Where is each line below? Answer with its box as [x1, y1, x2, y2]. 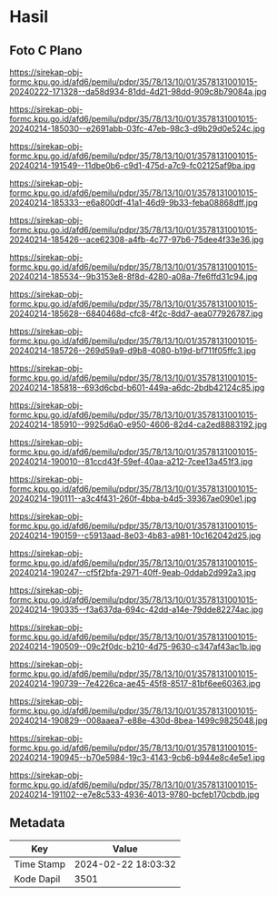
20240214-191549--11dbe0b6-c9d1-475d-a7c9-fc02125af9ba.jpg [9, 160, 256, 170]
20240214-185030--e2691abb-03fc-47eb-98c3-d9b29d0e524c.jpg [9, 123, 265, 134]
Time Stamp [14, 858, 66, 871]
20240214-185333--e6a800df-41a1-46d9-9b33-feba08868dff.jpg [9, 198, 259, 208]
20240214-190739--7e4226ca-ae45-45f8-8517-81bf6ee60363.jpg [9, 678, 261, 688]
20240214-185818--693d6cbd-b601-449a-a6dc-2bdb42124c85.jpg [9, 382, 265, 392]
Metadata [9, 815, 65, 831]
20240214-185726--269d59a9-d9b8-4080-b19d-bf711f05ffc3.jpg [9, 345, 256, 356]
